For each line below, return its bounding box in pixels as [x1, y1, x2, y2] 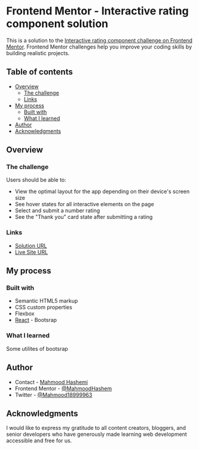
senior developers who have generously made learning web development [6, 430, 187, 438]
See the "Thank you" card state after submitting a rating [14, 213, 153, 221]
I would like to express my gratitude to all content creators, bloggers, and [6, 424, 186, 432]
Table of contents [6, 67, 73, 77]
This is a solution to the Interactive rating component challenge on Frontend [6, 37, 193, 44]
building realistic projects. [6, 49, 70, 56]
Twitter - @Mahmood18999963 [14, 391, 93, 398]
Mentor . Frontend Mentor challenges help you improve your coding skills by [6, 43, 192, 50]
